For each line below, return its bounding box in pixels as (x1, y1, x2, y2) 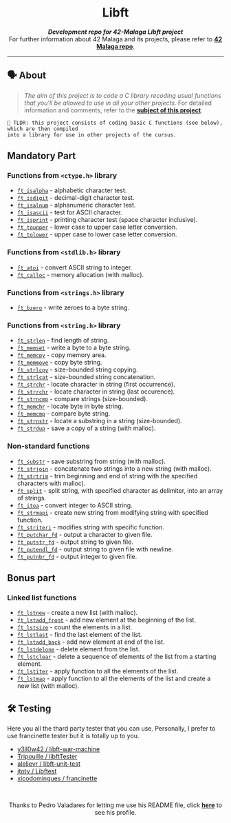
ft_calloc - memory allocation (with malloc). (16, 270, 144, 278)
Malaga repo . (96, 42, 135, 50)
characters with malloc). (16, 479, 86, 487)
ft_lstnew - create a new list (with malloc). (16, 609, 138, 617)
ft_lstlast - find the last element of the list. (16, 631, 142, 639)
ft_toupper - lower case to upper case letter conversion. (16, 223, 177, 232)
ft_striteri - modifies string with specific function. (16, 522, 165, 531)
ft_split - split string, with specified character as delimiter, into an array (16, 486, 223, 494)
